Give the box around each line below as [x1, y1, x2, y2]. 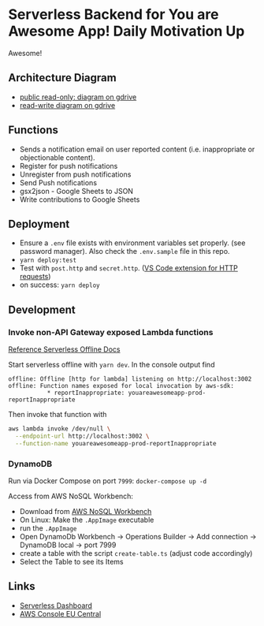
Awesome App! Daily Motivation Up [8, 22, 245, 40]
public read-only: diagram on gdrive [19, 92, 137, 102]
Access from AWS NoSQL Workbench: [8, 491, 134, 501]
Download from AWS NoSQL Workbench [19, 506, 152, 516]
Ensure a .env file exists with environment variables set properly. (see [19, 238, 246, 248]
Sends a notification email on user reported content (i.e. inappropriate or [19, 144, 255, 154]
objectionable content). [19, 152, 96, 162]
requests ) [19, 272, 51, 281]
